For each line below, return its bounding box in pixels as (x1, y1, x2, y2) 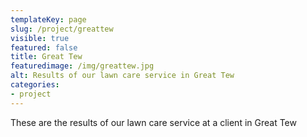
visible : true (10, 33, 70, 43)
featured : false (10, 42, 78, 53)
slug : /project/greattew (10, 24, 114, 34)
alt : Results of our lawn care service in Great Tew (10, 71, 235, 81)
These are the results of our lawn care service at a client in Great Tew (10, 116, 297, 128)
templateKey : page (10, 14, 87, 25)
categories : (10, 80, 60, 90)
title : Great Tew (10, 52, 83, 62)
